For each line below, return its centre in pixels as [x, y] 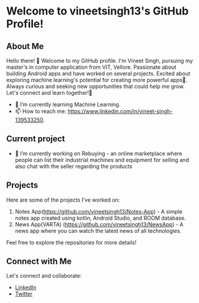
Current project [36, 139]
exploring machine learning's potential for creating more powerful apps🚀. [97, 80]
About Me [25, 46]
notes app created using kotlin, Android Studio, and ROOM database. [100, 218]
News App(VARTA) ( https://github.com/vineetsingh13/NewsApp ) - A [99, 224]
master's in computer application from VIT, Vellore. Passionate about [91, 67]
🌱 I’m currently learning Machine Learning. [68, 104]
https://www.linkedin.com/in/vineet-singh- [120, 111]
